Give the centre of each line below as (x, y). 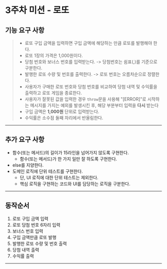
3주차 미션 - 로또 (37, 10)
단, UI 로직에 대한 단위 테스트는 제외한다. (59, 177)
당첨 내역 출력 (26, 250)
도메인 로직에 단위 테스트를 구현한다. (47, 171)
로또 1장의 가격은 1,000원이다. (54, 56)
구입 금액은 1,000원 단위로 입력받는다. (62, 112)
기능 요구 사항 (25, 30)
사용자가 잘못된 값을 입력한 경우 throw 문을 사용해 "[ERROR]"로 (85, 99)
